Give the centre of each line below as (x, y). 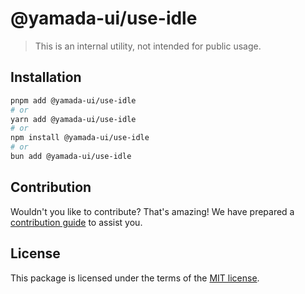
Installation (46, 77)
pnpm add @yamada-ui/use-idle (73, 100)
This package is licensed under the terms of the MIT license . (135, 278)
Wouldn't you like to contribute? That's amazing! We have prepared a (152, 211)
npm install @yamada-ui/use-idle (80, 138)
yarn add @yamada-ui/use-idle (73, 119)
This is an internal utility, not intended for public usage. (148, 46)
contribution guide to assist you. (76, 222)
